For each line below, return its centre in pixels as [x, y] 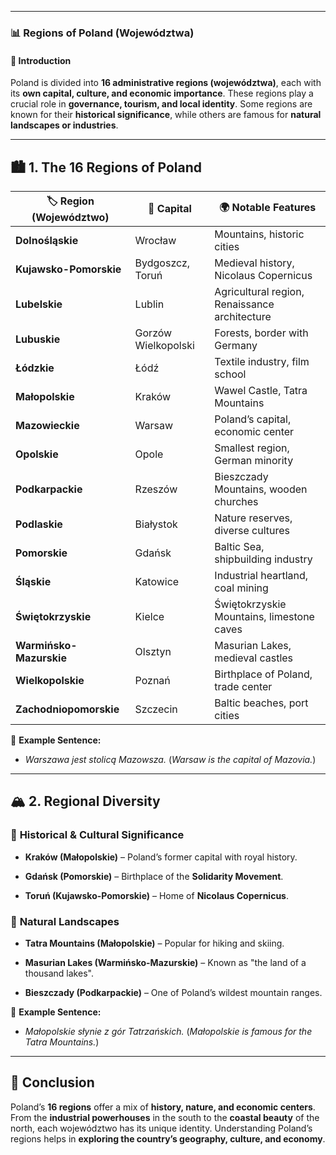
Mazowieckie [47, 425]
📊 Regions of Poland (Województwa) [102, 33]
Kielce [149, 616]
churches [236, 501]
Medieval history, [254, 263]
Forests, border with [261, 333]
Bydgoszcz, [162, 263]
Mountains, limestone [264, 616]
